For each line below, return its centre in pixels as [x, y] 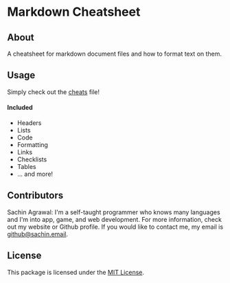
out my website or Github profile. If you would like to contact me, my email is [115, 227]
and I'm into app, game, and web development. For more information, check [114, 219]
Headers [29, 123]
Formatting [32, 145]
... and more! [35, 174]
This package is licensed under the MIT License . [76, 272]
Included [20, 108]
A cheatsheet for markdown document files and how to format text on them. [114, 54]
